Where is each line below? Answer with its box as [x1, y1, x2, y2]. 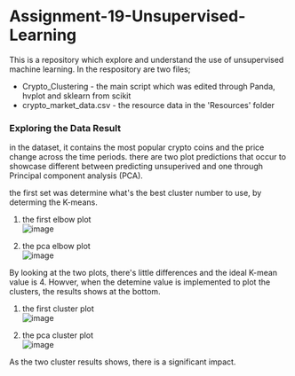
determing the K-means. [9, 197, 98, 208]
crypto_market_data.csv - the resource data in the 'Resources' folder [21, 99, 275, 110]
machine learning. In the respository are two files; [9, 64, 191, 74]
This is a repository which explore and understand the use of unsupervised [9, 54, 284, 65]
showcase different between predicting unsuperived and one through [9, 161, 264, 172]
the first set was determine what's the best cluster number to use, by [9, 188, 262, 199]
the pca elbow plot [21, 241, 91, 252]
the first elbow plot [21, 215, 92, 225]
